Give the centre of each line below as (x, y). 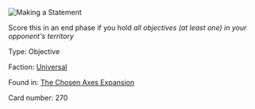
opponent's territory (41, 36)
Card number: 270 (38, 98)
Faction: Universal (38, 67)
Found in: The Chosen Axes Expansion (71, 82)
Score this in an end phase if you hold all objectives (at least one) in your (127, 27)
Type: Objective (34, 51)
